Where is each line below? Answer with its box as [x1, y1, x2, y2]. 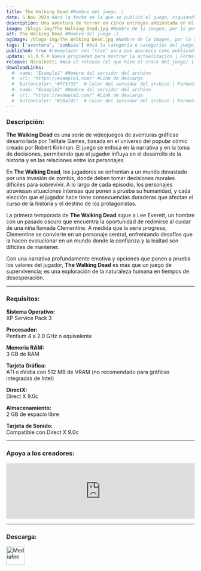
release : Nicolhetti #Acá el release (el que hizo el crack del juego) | [6, 59, 194, 65]
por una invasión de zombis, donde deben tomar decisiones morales [6, 174, 175, 181]
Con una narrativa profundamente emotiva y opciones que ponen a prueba [6, 255, 191, 262]
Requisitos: [6, 294, 40, 303]
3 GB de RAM [6, 351, 40, 358]
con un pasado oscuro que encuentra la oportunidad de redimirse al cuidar [6, 218, 191, 225]
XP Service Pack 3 [6, 315, 52, 322]
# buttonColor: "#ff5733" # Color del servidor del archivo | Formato [11, 81, 197, 87]
